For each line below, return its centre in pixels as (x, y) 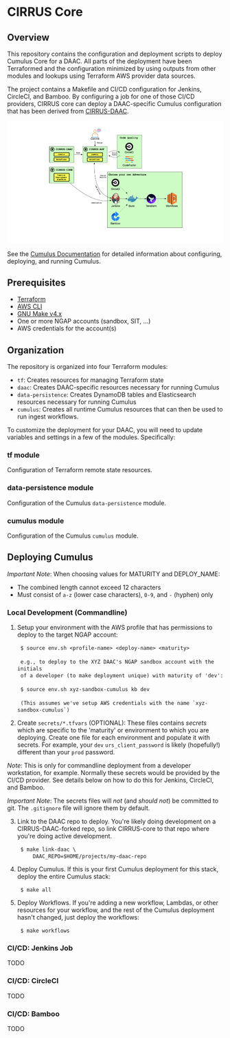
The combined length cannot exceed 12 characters (89, 587)
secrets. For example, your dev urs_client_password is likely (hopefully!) (119, 745)
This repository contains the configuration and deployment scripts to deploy (115, 54)
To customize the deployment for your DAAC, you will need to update (105, 430)
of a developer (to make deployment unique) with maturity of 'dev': (122, 676)
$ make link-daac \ (48, 850)
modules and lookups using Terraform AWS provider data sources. (101, 76)
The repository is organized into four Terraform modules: (88, 367)
